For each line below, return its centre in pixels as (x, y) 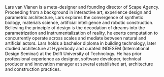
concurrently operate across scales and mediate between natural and (76, 38)
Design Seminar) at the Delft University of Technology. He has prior (73, 54)
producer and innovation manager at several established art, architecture (79, 64)
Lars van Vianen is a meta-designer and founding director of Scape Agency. (82, 7)
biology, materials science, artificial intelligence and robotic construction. (79, 22)
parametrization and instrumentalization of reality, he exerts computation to (82, 33)
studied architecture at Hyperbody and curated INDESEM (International (77, 48)
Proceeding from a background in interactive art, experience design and (78, 12)
